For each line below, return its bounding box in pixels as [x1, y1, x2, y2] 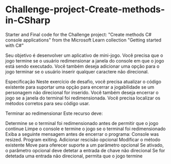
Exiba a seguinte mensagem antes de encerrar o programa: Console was [5, 131, 159, 137]
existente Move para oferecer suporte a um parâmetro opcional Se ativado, [5, 142, 164, 148]
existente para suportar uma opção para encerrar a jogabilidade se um [5, 84, 155, 90]
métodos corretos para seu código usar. [5, 100, 90, 106]
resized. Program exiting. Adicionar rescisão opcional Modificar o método [5, 136, 161, 142]
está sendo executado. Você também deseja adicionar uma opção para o [5, 63, 160, 69]
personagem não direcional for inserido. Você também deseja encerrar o [5, 89, 159, 95]
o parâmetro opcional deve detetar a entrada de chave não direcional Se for [5, 147, 165, 153]
